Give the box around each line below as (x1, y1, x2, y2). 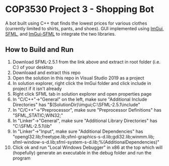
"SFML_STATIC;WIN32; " (12, 112, 64, 118)
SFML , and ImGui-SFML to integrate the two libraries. (5, 31, 116, 37)
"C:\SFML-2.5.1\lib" (12, 123, 52, 129)
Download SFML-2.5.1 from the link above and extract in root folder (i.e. (12, 59, 160, 65)
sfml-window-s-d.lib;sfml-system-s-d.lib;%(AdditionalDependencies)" (12, 139, 160, 145)
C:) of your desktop (12, 64, 53, 70)
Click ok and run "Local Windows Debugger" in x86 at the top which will (12, 144, 163, 150)
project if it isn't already (12, 86, 62, 92)
